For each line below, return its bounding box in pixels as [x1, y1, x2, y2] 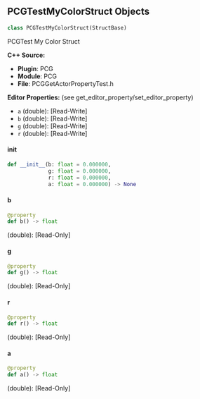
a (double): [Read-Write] [17, 106, 88, 115]
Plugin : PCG [17, 64, 54, 73]
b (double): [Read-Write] [17, 114, 88, 123]
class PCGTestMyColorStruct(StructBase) [7, 24, 128, 31]
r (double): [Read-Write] [17, 129, 88, 137]
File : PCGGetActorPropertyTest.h [17, 79, 114, 87]
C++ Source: [7, 51, 46, 59]
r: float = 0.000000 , [48, 174, 112, 181]
